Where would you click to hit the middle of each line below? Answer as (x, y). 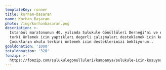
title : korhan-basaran (28, 14)
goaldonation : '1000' (27, 46)
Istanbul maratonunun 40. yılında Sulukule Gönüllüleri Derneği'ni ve (84, 33)
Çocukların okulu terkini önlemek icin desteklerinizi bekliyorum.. (82, 42)
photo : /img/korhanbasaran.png (37, 23)
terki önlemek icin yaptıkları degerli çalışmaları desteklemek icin (83, 37)
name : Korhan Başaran (27, 19)
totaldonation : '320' (27, 51)
